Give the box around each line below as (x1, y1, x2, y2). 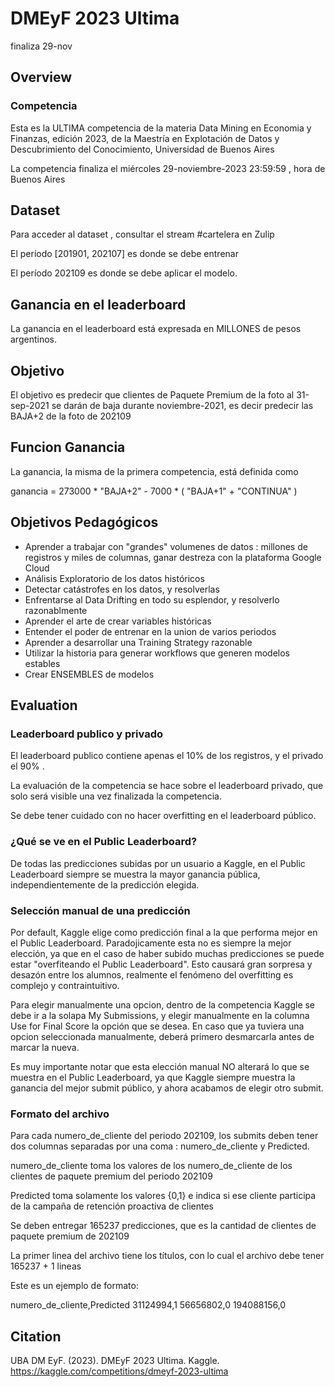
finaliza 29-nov (10, 40, 73, 52)
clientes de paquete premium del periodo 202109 (10, 1170, 213, 1182)
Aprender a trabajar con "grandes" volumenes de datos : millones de (24, 540, 308, 552)
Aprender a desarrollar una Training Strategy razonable (24, 636, 253, 648)
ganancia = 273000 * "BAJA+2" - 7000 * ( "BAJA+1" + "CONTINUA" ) (10, 485, 298, 497)
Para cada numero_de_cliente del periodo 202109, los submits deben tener (10, 1130, 319, 1142)
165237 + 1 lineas (10, 1260, 82, 1272)
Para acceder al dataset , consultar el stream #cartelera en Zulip (10, 228, 275, 241)
